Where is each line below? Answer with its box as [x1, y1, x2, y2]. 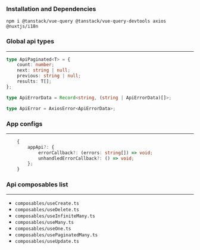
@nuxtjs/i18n [6, 23, 39, 30]
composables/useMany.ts [14, 220, 74, 226]
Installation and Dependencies [6, 5, 96, 13]
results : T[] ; [17, 79, 52, 85]
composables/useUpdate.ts [14, 239, 79, 245]
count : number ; [17, 62, 55, 68]
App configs [6, 120, 43, 128]
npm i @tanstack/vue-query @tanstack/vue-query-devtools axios [6, 18, 167, 24]
